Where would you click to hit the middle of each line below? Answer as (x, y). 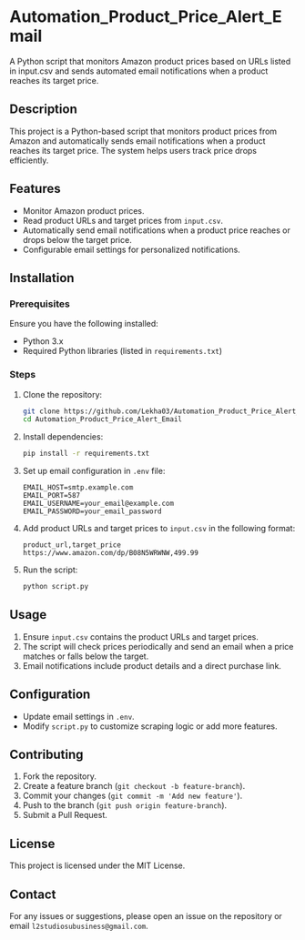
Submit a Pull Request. (65, 815)
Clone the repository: (62, 394)
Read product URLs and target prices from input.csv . (122, 220)
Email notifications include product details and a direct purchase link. (152, 665)
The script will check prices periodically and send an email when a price (158, 646)
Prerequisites (40, 304)
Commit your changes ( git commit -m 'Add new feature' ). (132, 796)
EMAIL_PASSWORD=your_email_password (92, 511)
